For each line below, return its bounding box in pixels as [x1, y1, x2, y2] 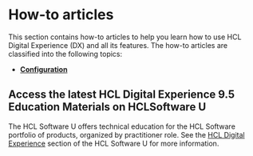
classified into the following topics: [8, 49, 123, 58]
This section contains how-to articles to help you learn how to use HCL [8, 32, 242, 42]
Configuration [19, 64, 68, 74]
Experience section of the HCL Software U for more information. [8, 138, 219, 148]
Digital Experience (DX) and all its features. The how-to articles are [8, 40, 228, 50]
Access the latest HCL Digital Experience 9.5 [8, 88, 235, 102]
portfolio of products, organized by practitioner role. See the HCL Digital [8, 130, 245, 139]
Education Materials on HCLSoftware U [8, 100, 207, 114]
